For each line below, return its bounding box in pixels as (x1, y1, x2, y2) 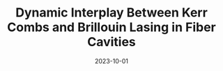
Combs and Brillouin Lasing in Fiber (7, 19, 216, 35)
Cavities (87, 34, 136, 50)
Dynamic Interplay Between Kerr (15, 5, 208, 21)
